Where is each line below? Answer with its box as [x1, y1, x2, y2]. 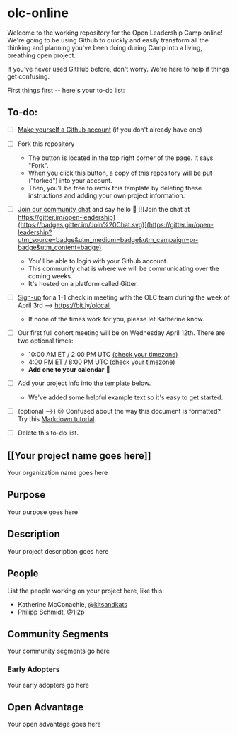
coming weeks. [28, 271, 73, 280]
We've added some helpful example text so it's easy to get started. [28, 393, 224, 401]
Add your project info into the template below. [17, 379, 151, 387]
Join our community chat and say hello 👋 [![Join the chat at [17, 205, 190, 213]
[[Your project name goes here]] [7, 450, 151, 462]
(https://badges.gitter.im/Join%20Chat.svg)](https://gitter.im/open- [17, 220, 214, 229]
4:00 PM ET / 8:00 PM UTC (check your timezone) [28, 358, 175, 366]
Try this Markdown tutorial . [17, 415, 97, 423]
